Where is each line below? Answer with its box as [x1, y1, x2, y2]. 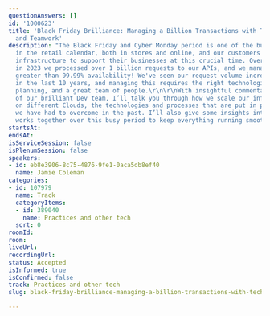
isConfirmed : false [8, 273, 74, 281]
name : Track [15, 191, 56, 199]
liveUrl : [8, 244, 38, 252]
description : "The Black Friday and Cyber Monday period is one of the [8, 42, 253, 50]
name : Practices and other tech [22, 214, 131, 222]
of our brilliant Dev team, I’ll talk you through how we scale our [15, 94, 250, 102]
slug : [8, 289, 27, 297]
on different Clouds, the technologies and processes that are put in [15, 101, 257, 109]
